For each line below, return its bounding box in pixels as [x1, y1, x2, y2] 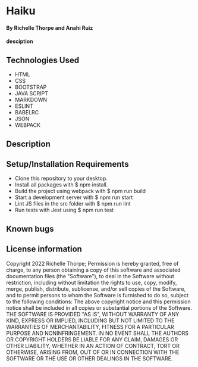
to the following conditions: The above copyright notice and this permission [6, 298, 191, 305]
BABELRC [14, 109, 39, 116]
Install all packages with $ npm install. [14, 181, 108, 188]
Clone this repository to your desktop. [14, 175, 108, 182]
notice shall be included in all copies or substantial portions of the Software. [6, 304, 192, 311]
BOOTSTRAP [14, 83, 47, 91]
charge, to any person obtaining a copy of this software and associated [6, 266, 181, 273]
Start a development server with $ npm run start [14, 194, 133, 201]
